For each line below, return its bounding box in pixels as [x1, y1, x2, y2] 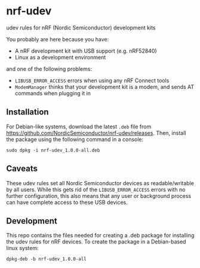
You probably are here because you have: [6, 35, 109, 43]
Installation [6, 107, 49, 118]
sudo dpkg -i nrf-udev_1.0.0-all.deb [6, 147, 100, 153]
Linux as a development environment [14, 53, 106, 61]
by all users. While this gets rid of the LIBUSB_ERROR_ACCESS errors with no [6, 186, 186, 193]
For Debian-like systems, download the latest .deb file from [6, 123, 152, 130]
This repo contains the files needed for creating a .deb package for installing [6, 232, 195, 239]
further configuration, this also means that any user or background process [6, 192, 192, 199]
